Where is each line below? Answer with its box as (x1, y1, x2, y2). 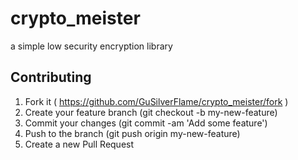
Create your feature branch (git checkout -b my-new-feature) (24, 106, 278, 118)
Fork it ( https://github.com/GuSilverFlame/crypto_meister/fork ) (24, 95, 289, 107)
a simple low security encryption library (10, 40, 173, 52)
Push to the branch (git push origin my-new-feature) (24, 127, 241, 139)
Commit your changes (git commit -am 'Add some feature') (24, 117, 268, 129)
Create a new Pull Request (24, 138, 135, 150)
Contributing (10, 69, 92, 86)
